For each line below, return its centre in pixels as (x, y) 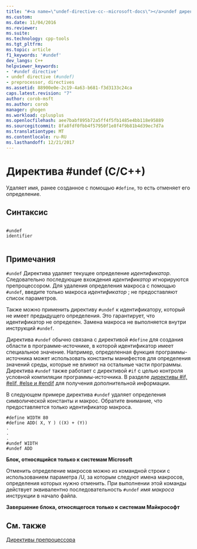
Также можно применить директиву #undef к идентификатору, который (96, 310)
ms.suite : (18, 33)
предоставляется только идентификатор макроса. (69, 407)
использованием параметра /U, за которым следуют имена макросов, (95, 477)
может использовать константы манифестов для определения (112, 358)
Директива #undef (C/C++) (76, 171)
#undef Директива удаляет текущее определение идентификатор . (89, 273)
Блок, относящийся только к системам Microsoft (69, 460)
